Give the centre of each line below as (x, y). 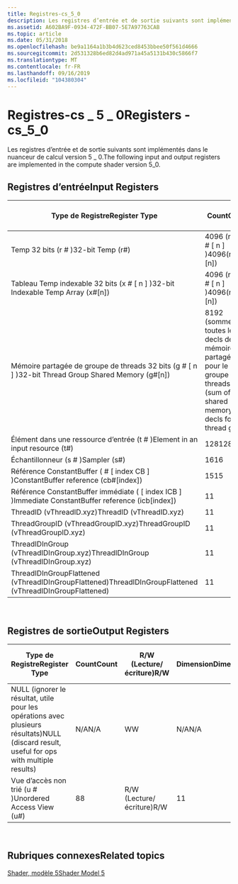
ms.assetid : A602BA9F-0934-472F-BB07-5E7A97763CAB (84, 27)
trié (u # (24, 789)
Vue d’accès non (39, 781)
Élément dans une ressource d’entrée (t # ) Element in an (104, 440)
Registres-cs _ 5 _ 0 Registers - (99, 115)
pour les (24, 707)
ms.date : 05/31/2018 (38, 40)
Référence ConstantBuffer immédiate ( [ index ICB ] (96, 492)
